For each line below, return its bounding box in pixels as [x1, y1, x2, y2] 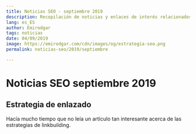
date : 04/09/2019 [6, 36, 48, 41]
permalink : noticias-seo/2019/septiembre [6, 47, 108, 52]
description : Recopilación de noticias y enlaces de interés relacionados [6, 14, 192, 20]
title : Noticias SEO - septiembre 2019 [6, 8, 103, 15]
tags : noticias [6, 30, 43, 36]
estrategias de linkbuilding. [6, 121, 71, 128]
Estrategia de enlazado [6, 100, 92, 110]
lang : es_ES [6, 19, 35, 25]
